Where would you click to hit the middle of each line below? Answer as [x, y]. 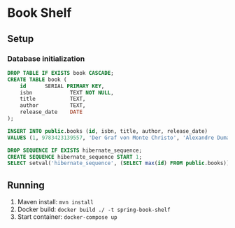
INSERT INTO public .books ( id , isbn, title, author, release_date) [108, 131]
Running [26, 185]
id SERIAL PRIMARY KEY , [62, 86]
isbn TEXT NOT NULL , [67, 92]
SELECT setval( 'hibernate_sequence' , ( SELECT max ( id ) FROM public [106, 163]
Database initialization [46, 59]
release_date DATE [51, 112]
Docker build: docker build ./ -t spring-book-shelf [94, 209]
